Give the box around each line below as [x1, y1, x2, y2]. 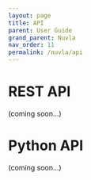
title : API [8, 19, 44, 27]
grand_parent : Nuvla [8, 33, 77, 42]
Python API [8, 136, 84, 155]
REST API [8, 82, 71, 101]
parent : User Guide [8, 26, 73, 34]
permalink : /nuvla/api [8, 48, 83, 56]
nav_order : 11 [8, 41, 55, 49]
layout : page [8, 11, 51, 20]
